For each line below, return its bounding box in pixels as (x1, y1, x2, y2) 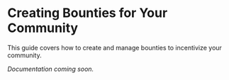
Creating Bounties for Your (7, 5, 168, 21)
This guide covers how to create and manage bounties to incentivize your (7, 43, 222, 52)
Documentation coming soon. (7, 64, 94, 73)
